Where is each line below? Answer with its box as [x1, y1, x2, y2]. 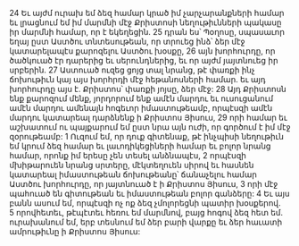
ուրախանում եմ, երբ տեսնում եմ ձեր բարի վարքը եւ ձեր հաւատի [9, 216, 283, 227]
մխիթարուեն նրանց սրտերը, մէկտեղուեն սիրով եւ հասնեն [9, 160, 254, 170]
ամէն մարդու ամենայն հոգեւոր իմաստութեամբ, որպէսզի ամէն [9, 103, 273, 113]
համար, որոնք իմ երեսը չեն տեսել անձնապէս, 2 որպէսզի [9, 150, 247, 160]
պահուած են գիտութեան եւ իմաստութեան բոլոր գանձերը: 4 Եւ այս [9, 188, 290, 199]
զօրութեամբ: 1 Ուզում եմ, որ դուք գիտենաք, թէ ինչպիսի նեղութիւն [9, 131, 284, 141]
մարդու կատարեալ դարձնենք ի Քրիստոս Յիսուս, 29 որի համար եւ [9, 112, 287, 123]
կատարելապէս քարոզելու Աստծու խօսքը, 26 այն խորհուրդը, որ [9, 46, 276, 56]
